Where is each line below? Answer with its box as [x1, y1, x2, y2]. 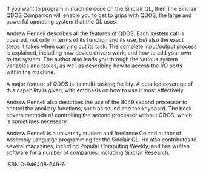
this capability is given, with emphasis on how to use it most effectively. [6, 87, 185, 93]
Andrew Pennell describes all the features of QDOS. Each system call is [6, 30, 185, 37]
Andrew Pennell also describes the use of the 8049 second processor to [6, 98, 188, 106]
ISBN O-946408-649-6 [6, 161, 65, 168]
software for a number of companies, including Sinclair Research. [6, 149, 170, 156]
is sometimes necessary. [6, 118, 68, 125]
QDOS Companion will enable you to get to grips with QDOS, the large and [6, 12, 192, 19]
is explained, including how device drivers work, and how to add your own [6, 49, 192, 56]
